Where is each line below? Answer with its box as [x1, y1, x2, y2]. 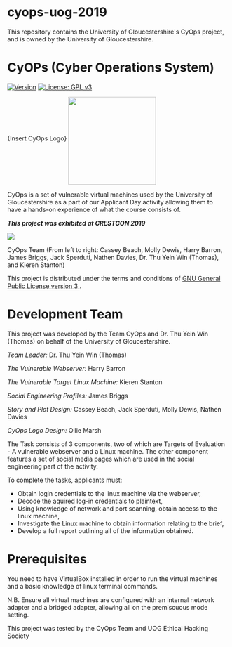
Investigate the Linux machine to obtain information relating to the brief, [17, 519, 224, 528]
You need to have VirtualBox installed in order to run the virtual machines [7, 574, 218, 583]
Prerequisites [7, 551, 88, 567]
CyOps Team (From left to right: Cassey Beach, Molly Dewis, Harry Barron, [7, 245, 223, 254]
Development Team [7, 306, 123, 322]
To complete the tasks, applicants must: [7, 476, 123, 484]
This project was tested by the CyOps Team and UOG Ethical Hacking [7, 624, 209, 632]
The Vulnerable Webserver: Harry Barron [7, 364, 126, 372]
